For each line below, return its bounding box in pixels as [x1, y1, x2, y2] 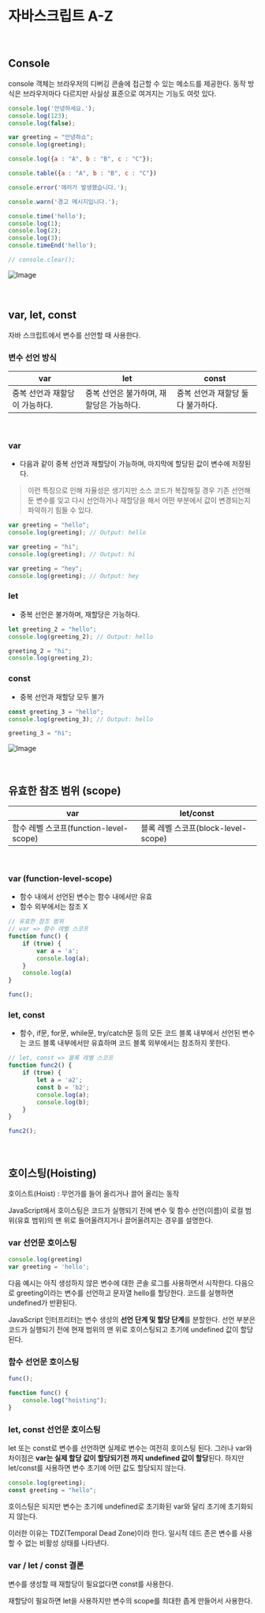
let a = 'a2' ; [36, 1076, 83, 1084]
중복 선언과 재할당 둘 [177, 387, 249, 399]
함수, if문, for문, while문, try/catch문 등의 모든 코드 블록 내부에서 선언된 [19, 1029, 241, 1038]
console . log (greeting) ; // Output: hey [8, 572, 140, 580]
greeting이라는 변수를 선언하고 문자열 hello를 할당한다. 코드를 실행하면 [16, 1288, 234, 1298]
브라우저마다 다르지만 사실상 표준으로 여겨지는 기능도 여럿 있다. [22, 89, 217, 98]
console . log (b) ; [36, 1098, 90, 1106]
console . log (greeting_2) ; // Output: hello [8, 633, 154, 640]
